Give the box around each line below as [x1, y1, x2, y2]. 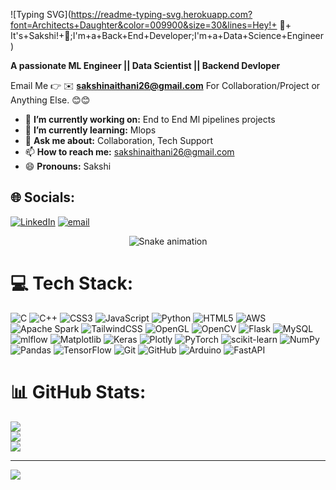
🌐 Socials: [10, 189, 76, 206]
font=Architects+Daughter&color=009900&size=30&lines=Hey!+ [10, 19, 278, 31]
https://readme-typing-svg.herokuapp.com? [70, 9, 253, 20]
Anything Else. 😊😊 [10, 94, 91, 106]
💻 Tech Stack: [10, 272, 134, 294]
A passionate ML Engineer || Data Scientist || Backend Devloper [10, 60, 281, 71]
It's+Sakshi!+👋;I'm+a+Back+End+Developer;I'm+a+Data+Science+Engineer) [10, 30, 325, 41]
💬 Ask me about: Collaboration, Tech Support [24, 135, 214, 146]
